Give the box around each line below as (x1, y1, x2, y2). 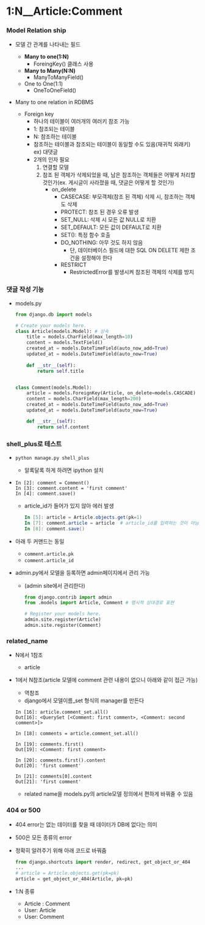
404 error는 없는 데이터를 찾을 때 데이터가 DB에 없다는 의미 (15, 820, 157, 828)
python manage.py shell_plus (15, 455, 90, 461)
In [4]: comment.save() (15, 490, 76, 496)
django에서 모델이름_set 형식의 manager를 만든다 (24, 697, 145, 705)
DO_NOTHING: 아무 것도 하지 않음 (60, 239, 143, 246)
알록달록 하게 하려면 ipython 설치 (24, 466, 104, 474)
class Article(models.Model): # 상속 (15, 328, 109, 334)
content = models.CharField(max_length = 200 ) (26, 396, 142, 402)
